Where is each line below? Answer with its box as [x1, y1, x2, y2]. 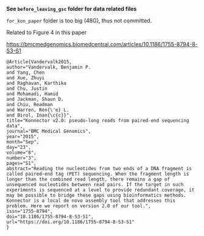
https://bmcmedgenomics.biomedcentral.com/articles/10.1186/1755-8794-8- [6, 41, 198, 48]
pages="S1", [6, 160, 37, 166]
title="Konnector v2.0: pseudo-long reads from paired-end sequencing [6, 118, 189, 124]
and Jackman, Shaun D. [6, 96, 64, 102]
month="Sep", [6, 139, 40, 145]
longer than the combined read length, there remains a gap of [6, 176, 171, 182]
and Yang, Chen [6, 70, 45, 76]
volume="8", [6, 149, 37, 156]
